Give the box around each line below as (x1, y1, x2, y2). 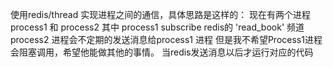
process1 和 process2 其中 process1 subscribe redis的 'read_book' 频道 (10, 21, 305, 33)
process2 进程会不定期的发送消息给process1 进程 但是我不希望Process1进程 (10, 34, 323, 45)
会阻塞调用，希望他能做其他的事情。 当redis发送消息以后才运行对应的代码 (10, 46, 314, 58)
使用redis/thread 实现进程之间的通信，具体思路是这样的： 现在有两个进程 (10, 9, 312, 20)
